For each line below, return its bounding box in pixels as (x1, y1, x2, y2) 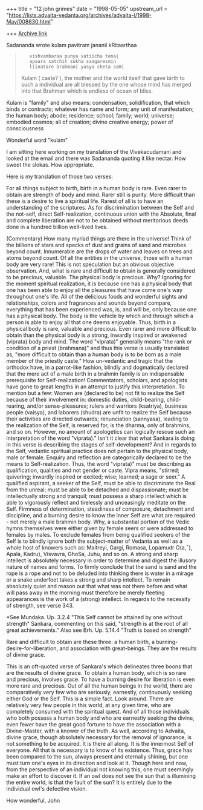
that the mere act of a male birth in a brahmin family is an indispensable (6, 370, 184, 377)
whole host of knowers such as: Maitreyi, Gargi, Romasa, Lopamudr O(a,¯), (6, 544, 193, 551)
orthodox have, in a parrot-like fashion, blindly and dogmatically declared (6, 364, 188, 371)
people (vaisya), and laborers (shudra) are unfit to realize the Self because (6, 409, 192, 416)
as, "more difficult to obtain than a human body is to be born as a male (6, 351, 182, 358)
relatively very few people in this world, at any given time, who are (6, 702, 171, 708)
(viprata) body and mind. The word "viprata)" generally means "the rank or (6, 338, 192, 345)
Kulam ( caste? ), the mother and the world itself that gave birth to (21, 75, 185, 81)
